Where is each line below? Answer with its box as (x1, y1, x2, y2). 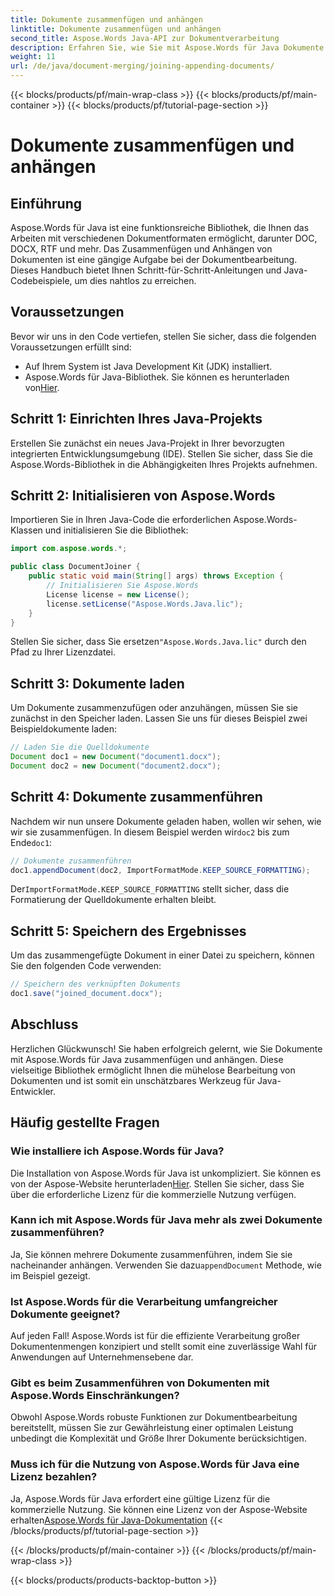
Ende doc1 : (10, 836, 53, 848)
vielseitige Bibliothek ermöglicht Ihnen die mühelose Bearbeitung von (10, 1064, 296, 1076)
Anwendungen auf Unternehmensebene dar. (10, 1351, 194, 1363)
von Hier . (24, 381, 60, 393)
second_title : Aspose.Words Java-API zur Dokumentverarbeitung (10, 33, 280, 43)
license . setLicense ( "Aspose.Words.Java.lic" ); (46, 599, 244, 609)
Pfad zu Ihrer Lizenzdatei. (10, 646, 116, 658)
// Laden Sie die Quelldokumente (10, 742, 150, 753)
